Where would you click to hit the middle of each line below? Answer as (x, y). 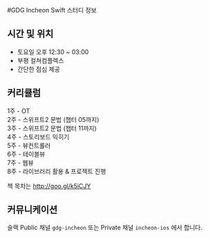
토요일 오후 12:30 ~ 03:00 (53, 52)
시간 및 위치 (30, 34)
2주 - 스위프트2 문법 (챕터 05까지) (53, 119)
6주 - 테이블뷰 (26, 154)
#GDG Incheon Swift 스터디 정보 (52, 10)
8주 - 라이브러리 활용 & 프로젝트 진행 (57, 171)
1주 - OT (19, 111)
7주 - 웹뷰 (20, 162)
